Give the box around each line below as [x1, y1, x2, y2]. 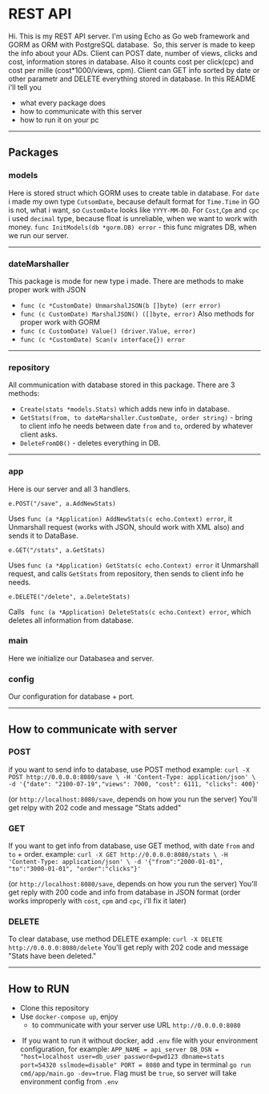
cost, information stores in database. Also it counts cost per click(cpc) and [8, 57, 254, 67]
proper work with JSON [8, 285, 86, 294]
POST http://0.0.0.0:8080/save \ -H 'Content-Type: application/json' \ [8, 773, 256, 781]
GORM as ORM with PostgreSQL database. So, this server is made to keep [8, 39, 255, 49]
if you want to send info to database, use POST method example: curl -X [8, 765, 250, 774]
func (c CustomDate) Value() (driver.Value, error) [19, 327, 196, 335]
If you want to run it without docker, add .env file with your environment [22, 1035, 259, 1046]
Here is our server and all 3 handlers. [8, 484, 130, 494]
